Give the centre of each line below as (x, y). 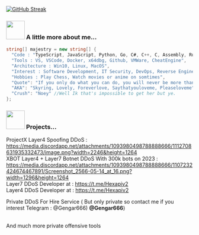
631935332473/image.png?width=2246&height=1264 (72, 153)
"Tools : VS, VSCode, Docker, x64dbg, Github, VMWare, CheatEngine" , (99, 61)
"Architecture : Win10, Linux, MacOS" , (61, 66)
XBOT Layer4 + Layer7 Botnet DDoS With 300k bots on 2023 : (82, 159)
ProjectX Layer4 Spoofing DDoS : (47, 140)
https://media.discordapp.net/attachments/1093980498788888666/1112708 (99, 146)
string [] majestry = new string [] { (51, 50)
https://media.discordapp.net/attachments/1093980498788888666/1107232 (99, 165)
